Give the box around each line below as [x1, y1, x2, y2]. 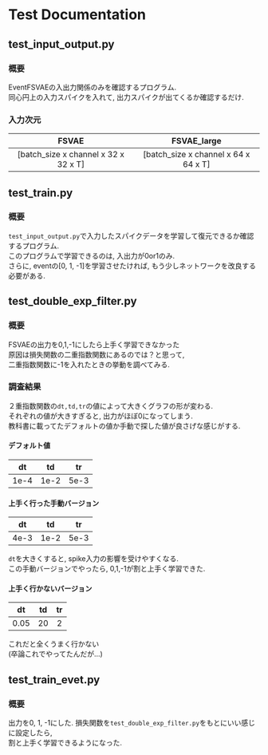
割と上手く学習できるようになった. [8, 738, 122, 748]
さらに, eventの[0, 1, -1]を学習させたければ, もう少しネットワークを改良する [8, 261, 257, 271]
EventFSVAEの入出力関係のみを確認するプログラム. [8, 82, 177, 92]
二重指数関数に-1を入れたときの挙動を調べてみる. [8, 359, 170, 369]
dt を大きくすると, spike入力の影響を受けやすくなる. [8, 554, 179, 563]
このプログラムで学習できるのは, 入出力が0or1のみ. [8, 251, 175, 260]
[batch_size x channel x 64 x [143, 149, 250, 160]
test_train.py [8, 186, 73, 200]
